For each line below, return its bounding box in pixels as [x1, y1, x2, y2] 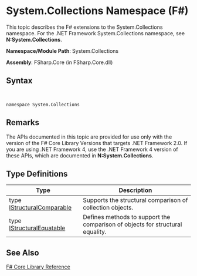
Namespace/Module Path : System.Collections [6, 47, 119, 54]
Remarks [6, 117, 40, 127]
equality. [83, 228, 107, 236]
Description [118, 186, 152, 194]
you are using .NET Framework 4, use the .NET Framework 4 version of [6, 146, 178, 153]
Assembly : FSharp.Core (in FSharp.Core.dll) [6, 59, 113, 66]
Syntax [6, 76, 33, 86]
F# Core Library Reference [6, 263, 70, 271]
